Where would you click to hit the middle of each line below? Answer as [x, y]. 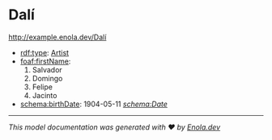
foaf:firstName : [45, 61]
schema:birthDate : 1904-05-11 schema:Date [94, 104]
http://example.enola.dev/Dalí [57, 37]
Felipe [42, 87]
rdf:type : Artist [45, 52]
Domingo [47, 78]
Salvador [47, 69]
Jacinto [45, 95]
